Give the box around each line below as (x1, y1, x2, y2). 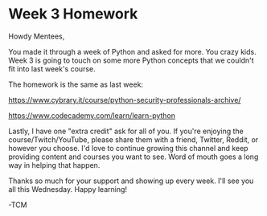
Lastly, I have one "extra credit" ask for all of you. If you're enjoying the (8, 126, 244, 136)
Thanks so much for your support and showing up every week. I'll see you (8, 176, 254, 185)
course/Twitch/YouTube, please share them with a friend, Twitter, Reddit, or (8, 134, 259, 145)
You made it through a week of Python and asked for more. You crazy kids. (8, 47, 257, 56)
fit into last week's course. (8, 63, 96, 73)
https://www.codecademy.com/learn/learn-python (8, 110, 175, 120)
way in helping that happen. (8, 160, 101, 169)
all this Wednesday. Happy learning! (8, 184, 127, 194)
